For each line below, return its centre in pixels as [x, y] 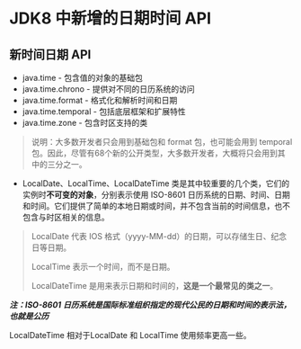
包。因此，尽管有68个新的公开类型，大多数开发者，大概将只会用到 [155, 153]
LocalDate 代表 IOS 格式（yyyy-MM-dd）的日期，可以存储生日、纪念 [159, 236]
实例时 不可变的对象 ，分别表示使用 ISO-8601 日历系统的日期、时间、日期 [156, 195]
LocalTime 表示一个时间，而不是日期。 [103, 267]
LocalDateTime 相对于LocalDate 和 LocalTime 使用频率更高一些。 [130, 335]
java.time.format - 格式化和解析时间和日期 [100, 100]
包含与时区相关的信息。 [66, 217]
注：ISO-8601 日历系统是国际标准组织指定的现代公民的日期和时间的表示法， [150, 305]
